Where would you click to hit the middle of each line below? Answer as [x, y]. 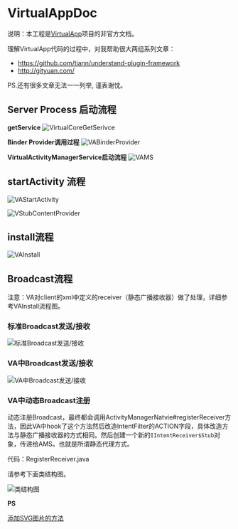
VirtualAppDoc [53, 13]
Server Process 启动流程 [62, 110]
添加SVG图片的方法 [36, 518]
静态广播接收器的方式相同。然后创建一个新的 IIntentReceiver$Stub [117, 435]
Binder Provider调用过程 [43, 142]
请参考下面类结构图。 [38, 474]
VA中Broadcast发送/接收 [50, 363]
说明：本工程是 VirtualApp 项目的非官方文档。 [73, 33]
